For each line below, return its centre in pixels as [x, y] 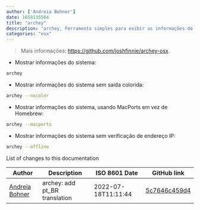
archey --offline [28, 147]
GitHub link [168, 172]
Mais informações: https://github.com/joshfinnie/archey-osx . [95, 51]
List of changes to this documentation [53, 158]
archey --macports [29, 124]
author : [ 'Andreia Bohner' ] [41, 12]
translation [57, 197]
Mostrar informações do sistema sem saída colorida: [79, 85]
